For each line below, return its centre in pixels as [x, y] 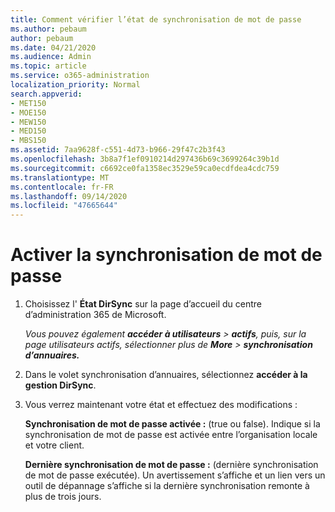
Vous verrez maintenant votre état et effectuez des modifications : [161, 405]
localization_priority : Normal [75, 85]
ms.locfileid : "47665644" [64, 206]
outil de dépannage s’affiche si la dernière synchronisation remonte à [167, 486]
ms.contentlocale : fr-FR [62, 187]
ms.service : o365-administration [80, 76]
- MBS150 [28, 141]
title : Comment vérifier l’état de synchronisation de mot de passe [156, 19]
